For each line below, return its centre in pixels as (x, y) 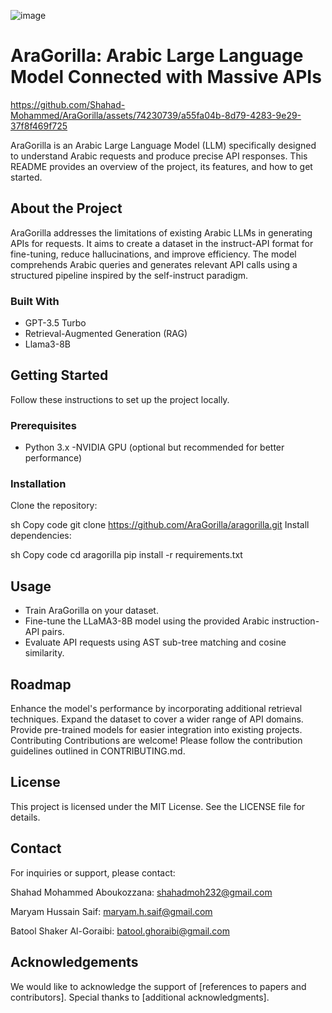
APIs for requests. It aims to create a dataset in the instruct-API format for (162, 243)
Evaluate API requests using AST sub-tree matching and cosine (155, 642)
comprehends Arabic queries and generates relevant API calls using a (154, 264)
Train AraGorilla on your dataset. (91, 611)
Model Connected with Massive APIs (166, 77)
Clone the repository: (54, 506)
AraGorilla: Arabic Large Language (157, 56)
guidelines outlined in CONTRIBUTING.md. (98, 751)
